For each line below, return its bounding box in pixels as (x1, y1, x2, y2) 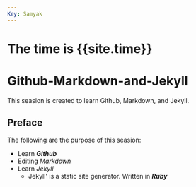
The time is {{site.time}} (7, 40, 153, 56)
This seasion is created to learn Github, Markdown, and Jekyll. (7, 96, 190, 104)
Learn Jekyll (17, 164, 54, 173)
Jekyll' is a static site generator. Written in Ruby (28, 171, 168, 180)
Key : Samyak (7, 10, 42, 18)
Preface (7, 117, 43, 129)
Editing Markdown (17, 157, 71, 165)
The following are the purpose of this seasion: (7, 135, 142, 144)
